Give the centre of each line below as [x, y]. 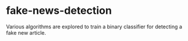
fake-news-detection [59, 11]
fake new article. [26, 32]
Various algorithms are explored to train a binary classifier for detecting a [94, 27]
